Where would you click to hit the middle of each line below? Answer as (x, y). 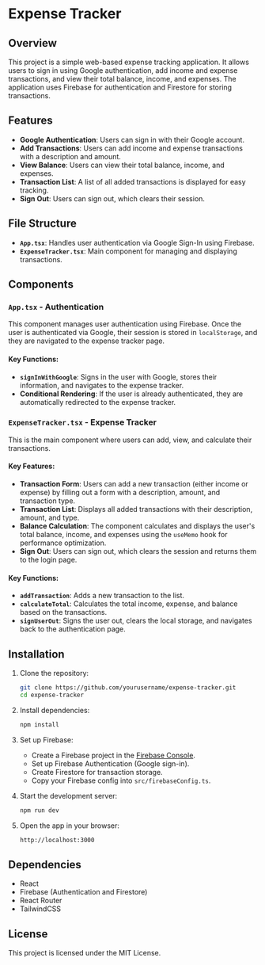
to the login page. (48, 560)
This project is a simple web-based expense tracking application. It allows (129, 62)
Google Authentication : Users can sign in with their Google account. (132, 139)
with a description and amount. (70, 156)
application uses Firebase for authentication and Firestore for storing (120, 87)
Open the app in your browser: (70, 826)
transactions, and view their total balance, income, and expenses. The (122, 79)
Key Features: (32, 466)
